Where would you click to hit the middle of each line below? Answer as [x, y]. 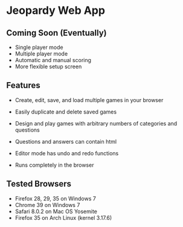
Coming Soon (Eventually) [56, 33]
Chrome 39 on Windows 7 [47, 205]
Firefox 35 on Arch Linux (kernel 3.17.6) [63, 217]
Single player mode [39, 47]
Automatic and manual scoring [53, 60]
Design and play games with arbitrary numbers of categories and [96, 123]
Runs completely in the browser [54, 165]
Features [23, 85]
